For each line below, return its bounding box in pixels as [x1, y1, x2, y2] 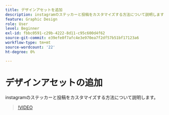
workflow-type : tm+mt [5, 40, 51, 45]
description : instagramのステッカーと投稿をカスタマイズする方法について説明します [5, 12, 164, 17]
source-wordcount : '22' [5, 45, 56, 50]
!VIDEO [17, 104, 33, 110]
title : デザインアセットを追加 [5, 7, 63, 13]
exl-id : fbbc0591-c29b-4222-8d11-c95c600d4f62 [5, 31, 105, 36]
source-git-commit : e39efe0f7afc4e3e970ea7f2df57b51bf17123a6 [5, 36, 139, 41]
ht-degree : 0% [5, 49, 35, 54]
